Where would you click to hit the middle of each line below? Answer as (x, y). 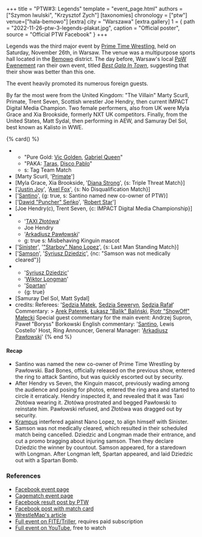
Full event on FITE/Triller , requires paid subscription (79, 521)
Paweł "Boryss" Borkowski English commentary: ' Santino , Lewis (95, 324)
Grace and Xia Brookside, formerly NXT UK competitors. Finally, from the (97, 114)
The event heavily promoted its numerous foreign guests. (77, 83)
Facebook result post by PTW (52, 502)
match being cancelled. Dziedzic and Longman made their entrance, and (105, 435)
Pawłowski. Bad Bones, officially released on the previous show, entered (105, 370)
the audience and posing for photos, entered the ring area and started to (105, 390)
